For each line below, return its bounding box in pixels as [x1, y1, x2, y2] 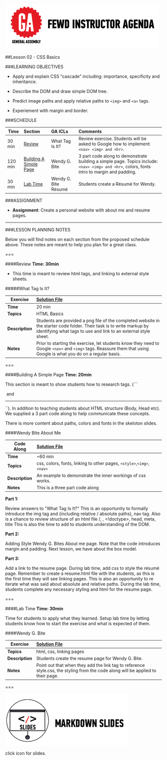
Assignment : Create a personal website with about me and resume [12, 207, 150, 213]
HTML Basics [36, 311, 64, 317]
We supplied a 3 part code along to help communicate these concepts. [5, 410, 151, 417]
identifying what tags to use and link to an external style [36, 328, 151, 334]
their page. [36, 673, 59, 678]
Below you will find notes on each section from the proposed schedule [5, 236, 150, 242]
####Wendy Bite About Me [5, 430, 61, 435]
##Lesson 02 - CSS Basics [5, 54, 61, 60]
